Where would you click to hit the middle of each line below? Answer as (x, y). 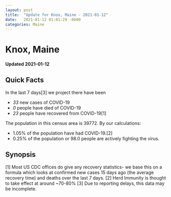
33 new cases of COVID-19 (41, 102)
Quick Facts (25, 80)
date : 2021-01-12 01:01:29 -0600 (43, 19)
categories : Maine (25, 24)
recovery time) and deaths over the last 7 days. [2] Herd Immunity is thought (86, 178)
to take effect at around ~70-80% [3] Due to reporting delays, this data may (85, 183)
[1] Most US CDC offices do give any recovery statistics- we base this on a (84, 167)
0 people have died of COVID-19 (47, 107)
